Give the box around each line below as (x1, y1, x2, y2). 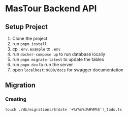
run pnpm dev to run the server (12, 62, 73, 67)
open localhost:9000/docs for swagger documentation (12, 67, 124, 73)
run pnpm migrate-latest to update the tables (12, 57, 104, 62)
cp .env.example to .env (12, 46, 61, 52)
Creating (5, 96, 27, 103)
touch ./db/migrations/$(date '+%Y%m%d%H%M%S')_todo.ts (5, 107, 122, 112)
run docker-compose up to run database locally (12, 51, 106, 57)
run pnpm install (12, 41, 47, 47)
